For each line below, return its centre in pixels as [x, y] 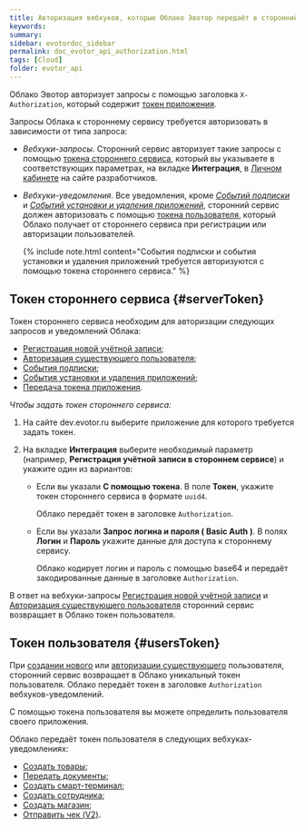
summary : [26, 35]
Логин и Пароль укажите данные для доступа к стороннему [154, 540]
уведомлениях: [39, 748]
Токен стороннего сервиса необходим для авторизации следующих [142, 321]
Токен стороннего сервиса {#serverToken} [137, 299]
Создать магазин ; [57, 804]
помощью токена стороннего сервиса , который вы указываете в [148, 158]
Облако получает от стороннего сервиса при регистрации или [144, 224]
